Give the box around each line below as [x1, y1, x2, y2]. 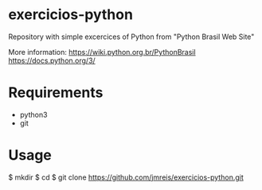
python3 [19, 110, 48, 119]
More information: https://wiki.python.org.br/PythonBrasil [8, 47, 197, 56]
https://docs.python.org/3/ [8, 56, 96, 65]
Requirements [8, 83, 104, 102]
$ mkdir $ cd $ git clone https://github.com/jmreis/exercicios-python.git [8, 173, 244, 182]
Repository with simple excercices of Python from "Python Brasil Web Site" [8, 32, 255, 41]
